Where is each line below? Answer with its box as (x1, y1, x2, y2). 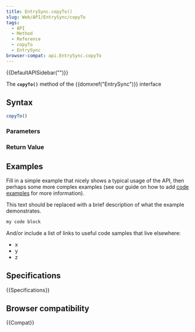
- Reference (11, 36, 41, 42)
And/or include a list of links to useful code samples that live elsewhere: (6, 229, 181, 237)
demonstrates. (6, 207, 41, 214)
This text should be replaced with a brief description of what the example (6, 201, 184, 208)
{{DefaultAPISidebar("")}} (6, 69, 69, 76)
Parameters (6, 127, 40, 136)
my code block (6, 218, 41, 225)
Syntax (6, 98, 33, 108)
